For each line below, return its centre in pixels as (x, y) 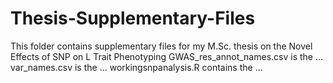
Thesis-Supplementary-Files (133, 18)
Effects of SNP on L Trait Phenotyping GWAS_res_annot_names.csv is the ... (167, 56)
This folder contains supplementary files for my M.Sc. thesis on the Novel (161, 46)
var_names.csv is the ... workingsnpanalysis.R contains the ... (136, 67)
